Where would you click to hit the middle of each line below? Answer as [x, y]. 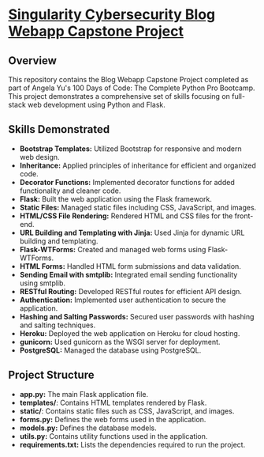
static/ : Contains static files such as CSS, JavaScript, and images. [127, 411]
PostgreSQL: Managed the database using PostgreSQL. [110, 350]
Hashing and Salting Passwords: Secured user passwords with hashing [137, 316]
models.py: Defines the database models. [88, 428]
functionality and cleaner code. [70, 191]
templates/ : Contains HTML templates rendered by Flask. [113, 402]
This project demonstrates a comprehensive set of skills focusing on [119, 96]
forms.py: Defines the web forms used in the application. [113, 419]
